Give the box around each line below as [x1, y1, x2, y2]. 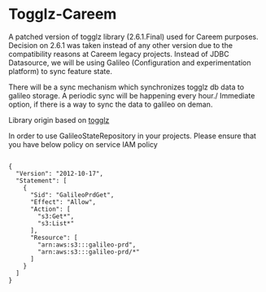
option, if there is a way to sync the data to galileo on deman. [8, 99, 213, 109]
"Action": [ [29, 205, 71, 213]
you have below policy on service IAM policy [8, 139, 159, 149]
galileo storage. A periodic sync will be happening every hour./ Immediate [8, 90, 255, 100]
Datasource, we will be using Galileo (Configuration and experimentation [8, 58, 251, 68]
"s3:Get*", [37, 212, 75, 220]
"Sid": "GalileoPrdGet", [29, 190, 115, 199]
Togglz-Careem [8, 5, 117, 24]
